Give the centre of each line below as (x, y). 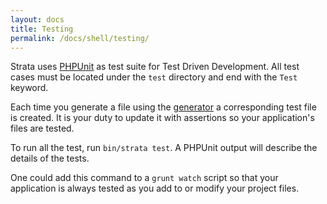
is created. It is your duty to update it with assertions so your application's (162, 118)
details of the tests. (50, 158)
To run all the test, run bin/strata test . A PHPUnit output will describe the (164, 148)
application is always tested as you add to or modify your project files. (155, 188)
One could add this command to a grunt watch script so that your (144, 178)
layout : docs (37, 19)
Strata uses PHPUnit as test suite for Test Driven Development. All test (155, 67)
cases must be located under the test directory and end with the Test (154, 77)
